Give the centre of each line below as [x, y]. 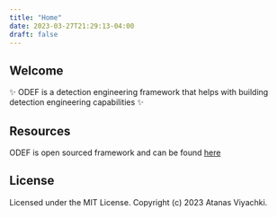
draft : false [34, 34]
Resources [40, 131]
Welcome [36, 70]
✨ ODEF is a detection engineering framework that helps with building [139, 92]
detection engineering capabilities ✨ [76, 102]
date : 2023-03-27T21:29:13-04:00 [72, 26]
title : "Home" [36, 17]
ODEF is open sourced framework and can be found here [115, 152]
